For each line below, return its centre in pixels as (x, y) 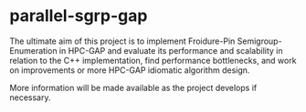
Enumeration (33, 50)
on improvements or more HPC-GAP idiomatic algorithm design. (130, 70)
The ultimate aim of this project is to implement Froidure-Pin (122, 41)
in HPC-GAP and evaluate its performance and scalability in (171, 50)
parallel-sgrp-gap (79, 16)
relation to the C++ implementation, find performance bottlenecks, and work (153, 60)
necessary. (31, 97)
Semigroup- (259, 41)
